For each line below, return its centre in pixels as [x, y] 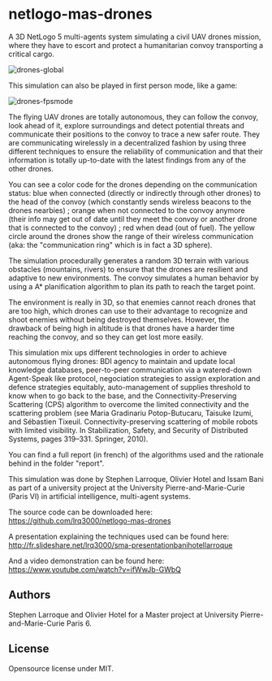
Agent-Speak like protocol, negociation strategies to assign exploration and [134, 378]
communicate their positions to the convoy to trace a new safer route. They [134, 134]
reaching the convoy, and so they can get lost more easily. [106, 336]
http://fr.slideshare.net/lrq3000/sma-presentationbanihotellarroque [121, 544]
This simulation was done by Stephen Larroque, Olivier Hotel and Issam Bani [136, 479]
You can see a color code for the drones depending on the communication [133, 184]
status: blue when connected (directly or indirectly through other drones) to [135, 193]
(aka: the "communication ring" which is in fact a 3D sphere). [110, 245]
